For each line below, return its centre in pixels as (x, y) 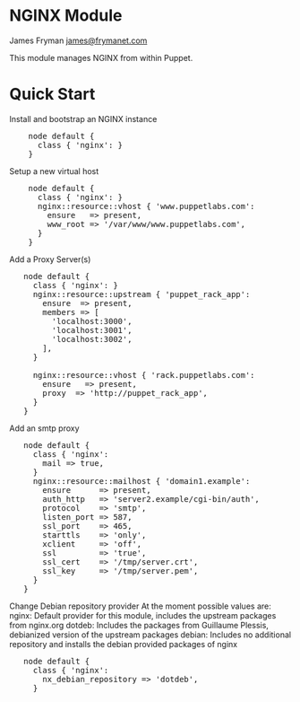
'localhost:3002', (92, 339)
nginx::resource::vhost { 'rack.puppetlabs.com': (144, 375)
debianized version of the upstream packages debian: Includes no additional (150, 635)
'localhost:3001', (92, 330)
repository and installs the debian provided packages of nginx (124, 644)
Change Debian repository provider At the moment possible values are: (140, 606)
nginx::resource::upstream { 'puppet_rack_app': (141, 294)
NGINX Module (66, 16)
